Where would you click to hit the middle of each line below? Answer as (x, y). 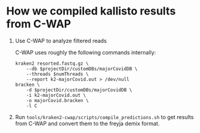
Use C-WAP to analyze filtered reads (61, 41)
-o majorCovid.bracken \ (58, 100)
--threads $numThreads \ (58, 74)
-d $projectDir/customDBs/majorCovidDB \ (79, 90)
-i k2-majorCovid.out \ (56, 95)
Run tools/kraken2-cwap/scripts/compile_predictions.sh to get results (104, 117)
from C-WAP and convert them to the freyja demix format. (87, 123)
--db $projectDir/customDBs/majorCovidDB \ (82, 69)
